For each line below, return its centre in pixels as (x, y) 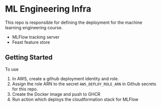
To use (12, 69)
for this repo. (25, 89)
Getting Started (29, 58)
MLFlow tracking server (36, 37)
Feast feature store (31, 42)
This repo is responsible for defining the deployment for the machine (74, 22)
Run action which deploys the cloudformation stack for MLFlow (75, 99)
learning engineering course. (34, 27)
